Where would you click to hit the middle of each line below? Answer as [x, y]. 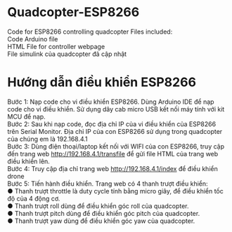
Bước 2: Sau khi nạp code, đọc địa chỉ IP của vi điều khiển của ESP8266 [112, 124]
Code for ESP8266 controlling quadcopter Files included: [90, 32]
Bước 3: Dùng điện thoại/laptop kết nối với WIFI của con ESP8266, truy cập [116, 146]
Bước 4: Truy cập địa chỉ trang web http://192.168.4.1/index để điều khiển [112, 168]
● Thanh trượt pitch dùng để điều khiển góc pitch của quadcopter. [104, 213]
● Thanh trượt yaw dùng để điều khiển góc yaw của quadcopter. [101, 221]
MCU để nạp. [26, 116]
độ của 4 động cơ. [34, 198]
